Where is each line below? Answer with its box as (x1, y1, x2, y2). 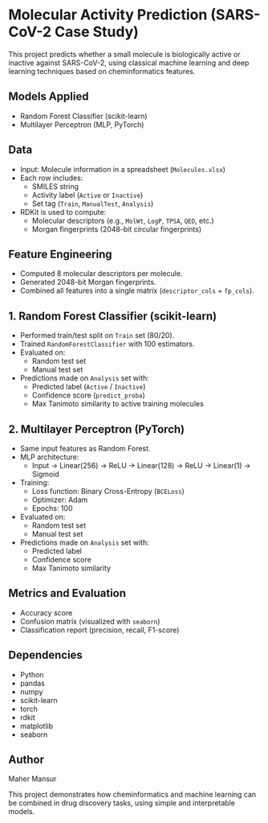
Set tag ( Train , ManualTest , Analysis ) (31, 199, 154, 208)
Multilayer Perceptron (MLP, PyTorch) (19, 119, 144, 130)
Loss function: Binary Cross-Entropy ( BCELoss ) (31, 487, 185, 496)
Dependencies (8, 648, 83, 662)
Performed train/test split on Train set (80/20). (19, 331, 175, 340)
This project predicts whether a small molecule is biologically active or (8, 49, 241, 59)
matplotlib (19, 721, 54, 730)
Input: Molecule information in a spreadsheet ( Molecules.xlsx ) (19, 164, 226, 174)
